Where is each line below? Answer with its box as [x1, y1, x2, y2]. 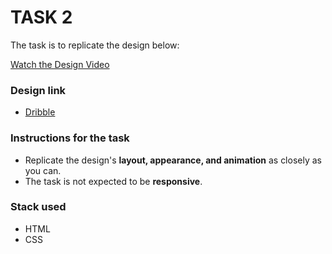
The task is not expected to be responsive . [24, 175, 203, 187]
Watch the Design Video [10, 58, 110, 70]
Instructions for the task [10, 131, 130, 145]
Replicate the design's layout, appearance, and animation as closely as [24, 154, 322, 166]
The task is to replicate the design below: [10, 39, 180, 51]
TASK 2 [10, 6, 73, 29]
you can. [24, 164, 62, 176]
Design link [10, 83, 67, 97]
